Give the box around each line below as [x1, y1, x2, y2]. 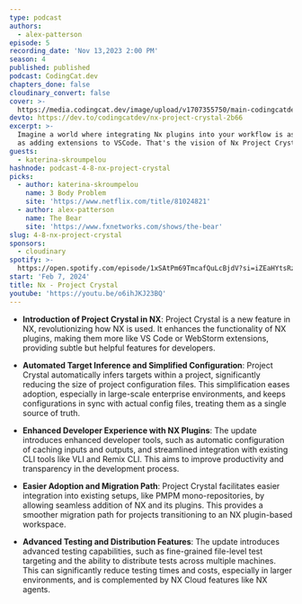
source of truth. [22, 407, 81, 418]
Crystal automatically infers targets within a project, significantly [22, 369, 261, 380]
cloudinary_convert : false [9, 88, 111, 97]
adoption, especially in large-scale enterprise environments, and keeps [22, 388, 286, 399]
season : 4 [9, 55, 47, 64]
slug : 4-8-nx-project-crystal [9, 230, 123, 239]
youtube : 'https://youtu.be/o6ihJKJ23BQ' [9, 289, 167, 298]
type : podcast [9, 13, 63, 22]
